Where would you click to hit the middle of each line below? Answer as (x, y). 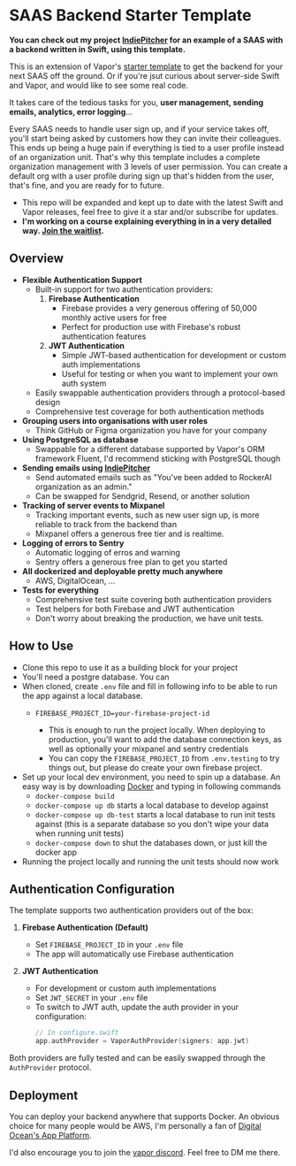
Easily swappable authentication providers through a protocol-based (160, 392)
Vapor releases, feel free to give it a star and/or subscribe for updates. (150, 211)
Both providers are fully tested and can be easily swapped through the (137, 1058)
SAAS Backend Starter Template (130, 15)
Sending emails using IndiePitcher (86, 468)
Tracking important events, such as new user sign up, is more (147, 515)
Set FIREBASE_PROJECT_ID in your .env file (109, 945)
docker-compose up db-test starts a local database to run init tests (155, 814)
